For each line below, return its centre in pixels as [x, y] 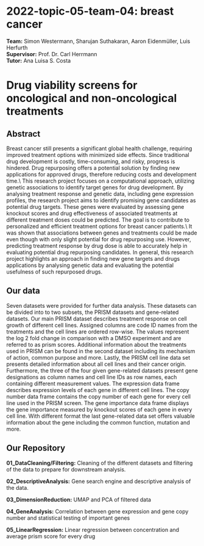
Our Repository [36, 448]
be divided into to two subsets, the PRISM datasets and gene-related [93, 312]
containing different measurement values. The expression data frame [93, 384]
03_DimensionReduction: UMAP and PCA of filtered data [79, 500]
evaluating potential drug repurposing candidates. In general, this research [100, 252]
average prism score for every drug [51, 536]
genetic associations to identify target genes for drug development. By [95, 187]
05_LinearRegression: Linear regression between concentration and [93, 530]
